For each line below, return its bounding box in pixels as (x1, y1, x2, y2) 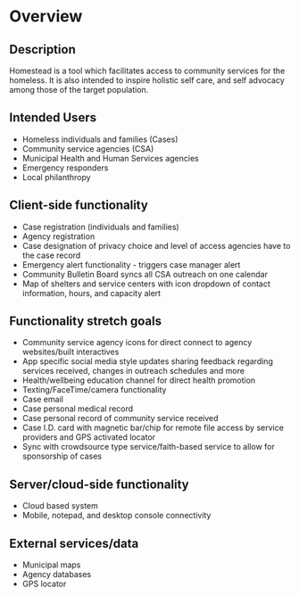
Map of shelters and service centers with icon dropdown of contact (21, 278, 270, 289)
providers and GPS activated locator (21, 432, 156, 443)
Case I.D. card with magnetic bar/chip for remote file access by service (21, 422, 284, 434)
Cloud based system (21, 501, 98, 511)
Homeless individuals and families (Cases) (21, 134, 179, 145)
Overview (9, 6, 83, 27)
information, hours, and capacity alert (21, 287, 162, 298)
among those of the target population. (9, 85, 149, 95)
